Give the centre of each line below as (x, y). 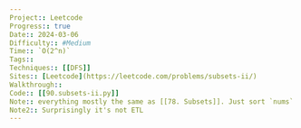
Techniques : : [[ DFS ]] (50, 69)
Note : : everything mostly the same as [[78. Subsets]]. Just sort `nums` (152, 101)
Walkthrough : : (36, 85)
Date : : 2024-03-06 (44, 34)
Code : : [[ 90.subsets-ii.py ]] (64, 93)
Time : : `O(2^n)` (40, 51)
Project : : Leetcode (46, 18)
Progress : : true (40, 26)
